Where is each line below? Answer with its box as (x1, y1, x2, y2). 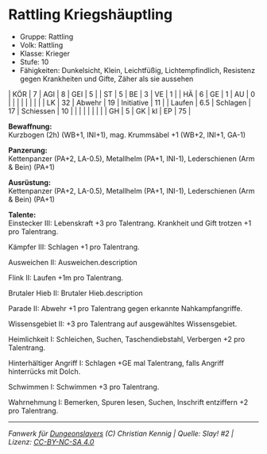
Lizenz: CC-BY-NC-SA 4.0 (8, 437, 95, 446)
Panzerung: (8, 145, 48, 155)
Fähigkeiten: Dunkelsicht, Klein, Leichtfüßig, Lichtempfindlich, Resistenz (19, 65, 256, 75)
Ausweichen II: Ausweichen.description (8, 257, 137, 267)
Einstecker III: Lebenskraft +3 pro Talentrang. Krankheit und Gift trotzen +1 (8, 218, 252, 228)
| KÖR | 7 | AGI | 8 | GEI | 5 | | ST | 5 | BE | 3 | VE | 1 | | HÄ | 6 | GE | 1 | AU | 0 (8, 89, 256, 98)
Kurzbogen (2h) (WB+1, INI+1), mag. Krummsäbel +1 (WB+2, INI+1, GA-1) (8, 129, 246, 140)
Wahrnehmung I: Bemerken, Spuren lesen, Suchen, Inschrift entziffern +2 (8, 397, 249, 406)
